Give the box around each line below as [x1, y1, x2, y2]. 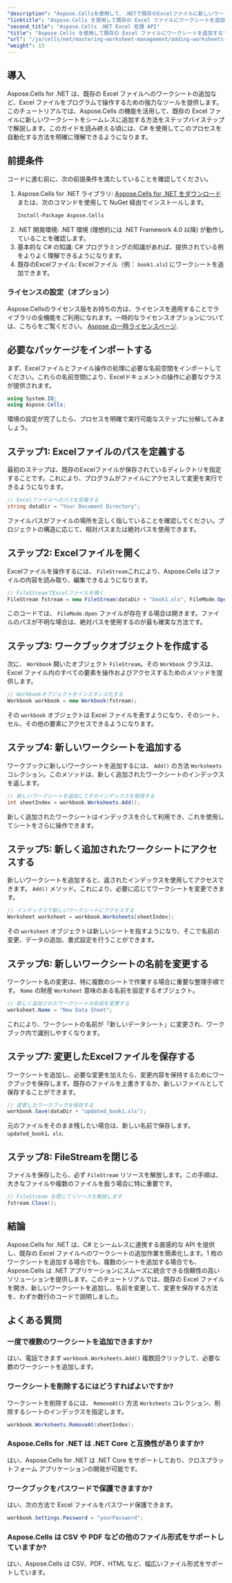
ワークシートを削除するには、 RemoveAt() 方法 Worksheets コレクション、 [7, 1399, 215, 1407]
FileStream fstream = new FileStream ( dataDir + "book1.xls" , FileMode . [7, 596, 217, 603]
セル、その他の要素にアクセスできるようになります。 [7, 720, 157, 728]
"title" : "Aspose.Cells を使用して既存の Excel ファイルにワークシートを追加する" [7, 29, 226, 37]
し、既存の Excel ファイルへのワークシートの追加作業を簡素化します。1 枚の [7, 1248, 223, 1257]
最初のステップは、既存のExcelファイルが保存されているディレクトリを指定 [7, 466, 222, 474]
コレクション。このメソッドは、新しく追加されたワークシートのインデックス [7, 770, 224, 778]
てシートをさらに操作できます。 [7, 821, 98, 829]
